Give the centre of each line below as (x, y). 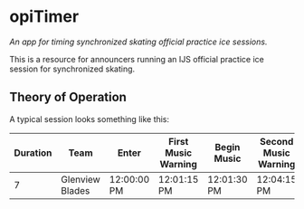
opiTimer (44, 17)
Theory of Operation (68, 97)
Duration (33, 153)
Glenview (81, 179)
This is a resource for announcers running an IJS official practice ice (137, 59)
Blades (76, 190)
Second (276, 141)
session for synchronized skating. (72, 69)
